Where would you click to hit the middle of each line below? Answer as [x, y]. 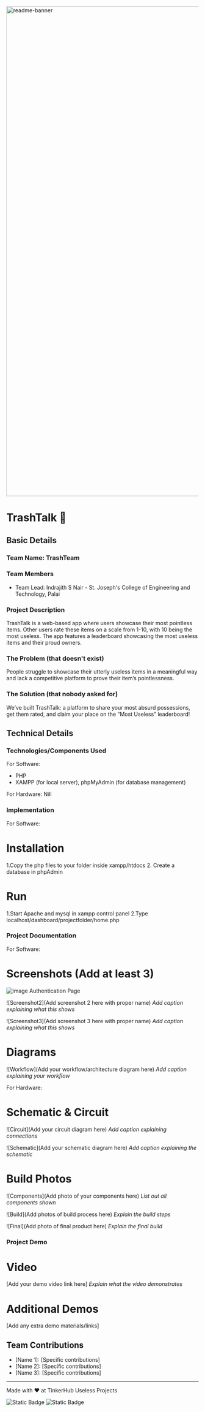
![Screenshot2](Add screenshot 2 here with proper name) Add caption [95, 1002]
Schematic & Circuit [57, 1112]
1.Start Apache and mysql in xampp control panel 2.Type [77, 913]
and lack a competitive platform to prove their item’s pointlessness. [90, 678]
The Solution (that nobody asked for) [62, 694]
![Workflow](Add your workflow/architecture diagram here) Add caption [97, 1069]
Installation [35, 848]
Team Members [30, 574]
